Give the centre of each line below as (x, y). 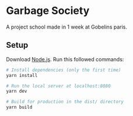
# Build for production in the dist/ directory (65, 102)
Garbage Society (48, 11)
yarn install (22, 75)
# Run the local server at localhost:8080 (58, 86)
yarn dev (17, 92)
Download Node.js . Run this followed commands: (65, 59)
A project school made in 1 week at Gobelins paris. (66, 27)
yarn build (19, 107)
